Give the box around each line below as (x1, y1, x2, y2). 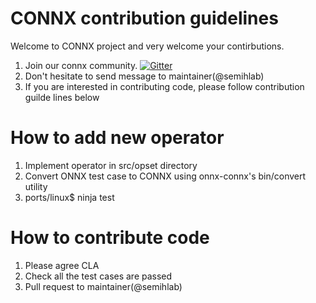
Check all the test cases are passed (24, 270, 173, 282)
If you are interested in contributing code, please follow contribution (24, 80, 305, 92)
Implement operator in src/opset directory (24, 159, 198, 171)
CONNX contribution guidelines (10, 7, 279, 30)
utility (24, 180, 48, 192)
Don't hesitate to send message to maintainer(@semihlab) (24, 70, 265, 82)
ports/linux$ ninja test (24, 191, 115, 203)
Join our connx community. (24, 59, 138, 71)
